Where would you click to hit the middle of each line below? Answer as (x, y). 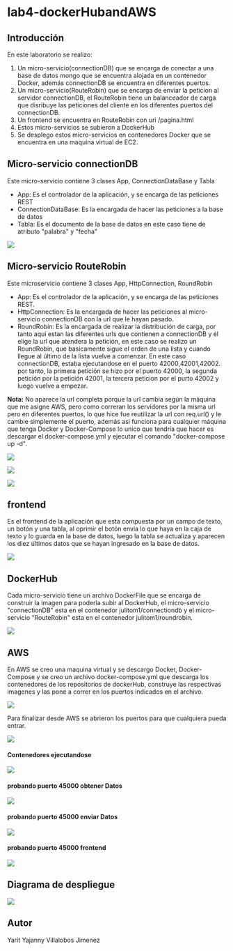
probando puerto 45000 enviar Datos (63, 817)
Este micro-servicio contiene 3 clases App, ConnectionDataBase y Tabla (111, 181)
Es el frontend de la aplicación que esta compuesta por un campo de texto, (115, 522)
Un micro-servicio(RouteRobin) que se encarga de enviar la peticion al (118, 90)
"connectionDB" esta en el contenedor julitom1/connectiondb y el (101, 610)
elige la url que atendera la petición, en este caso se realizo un (107, 341)
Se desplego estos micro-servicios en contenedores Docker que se (114, 135)
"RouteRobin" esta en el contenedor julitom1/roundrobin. (112, 618)
